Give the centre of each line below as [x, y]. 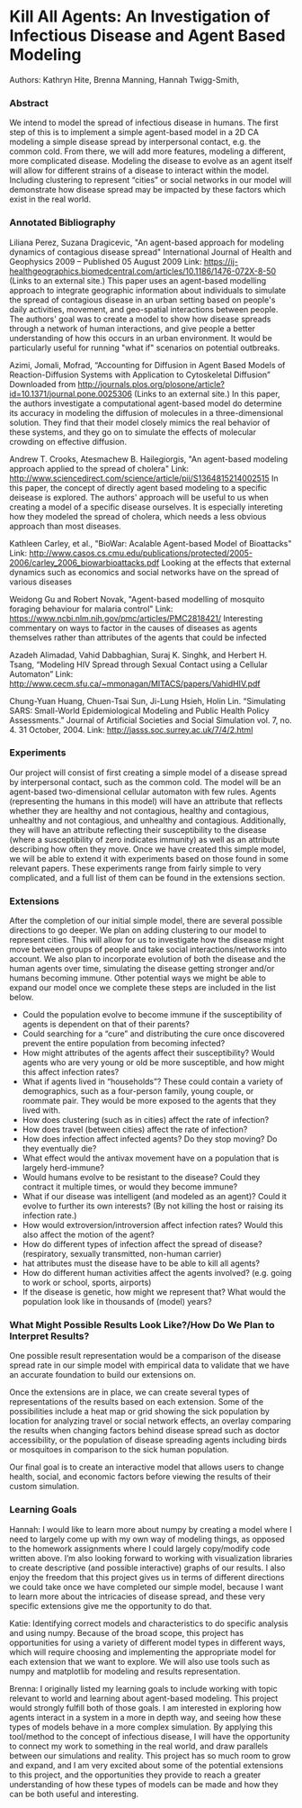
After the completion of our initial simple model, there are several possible [146, 921]
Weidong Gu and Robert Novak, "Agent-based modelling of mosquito [137, 599]
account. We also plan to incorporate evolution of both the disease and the [147, 959]
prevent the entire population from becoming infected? [124, 1044]
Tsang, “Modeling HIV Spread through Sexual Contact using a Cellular [138, 664]
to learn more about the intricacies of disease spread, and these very [137, 1596]
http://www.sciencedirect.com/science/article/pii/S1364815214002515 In [144, 478]
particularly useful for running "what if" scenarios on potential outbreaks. [145, 348]
